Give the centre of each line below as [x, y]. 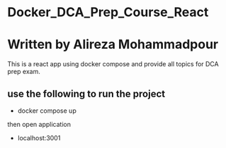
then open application [39, 124]
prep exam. [24, 72]
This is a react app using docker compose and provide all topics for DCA [113, 64]
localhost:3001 [39, 137]
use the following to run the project [86, 93]
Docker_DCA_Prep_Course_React [108, 12]
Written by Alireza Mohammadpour [113, 45]
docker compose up [47, 111]
